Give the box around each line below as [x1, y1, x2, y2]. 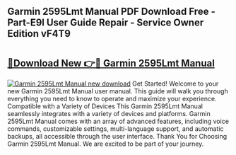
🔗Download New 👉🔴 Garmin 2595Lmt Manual [7, 57, 216, 69]
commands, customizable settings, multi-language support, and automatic [7, 125, 224, 133]
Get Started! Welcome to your [131, 79, 219, 88]
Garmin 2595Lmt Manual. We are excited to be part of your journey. [7, 139, 204, 148]
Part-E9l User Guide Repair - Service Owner [7, 17, 204, 29]
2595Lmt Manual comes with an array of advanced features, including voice [7, 117, 230, 125]
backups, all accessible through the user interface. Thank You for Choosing [7, 132, 228, 140]
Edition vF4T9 [7, 28, 71, 40]
